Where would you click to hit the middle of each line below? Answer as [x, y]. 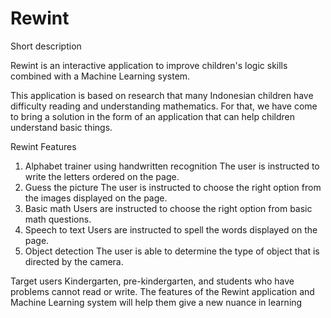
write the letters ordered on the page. [102, 176]
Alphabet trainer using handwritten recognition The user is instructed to [172, 166]
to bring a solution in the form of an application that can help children [153, 116]
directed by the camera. [74, 261]
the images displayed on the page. [96, 198]
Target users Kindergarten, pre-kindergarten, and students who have [152, 281]
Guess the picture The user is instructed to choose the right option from [173, 187]
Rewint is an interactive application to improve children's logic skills [149, 65]
